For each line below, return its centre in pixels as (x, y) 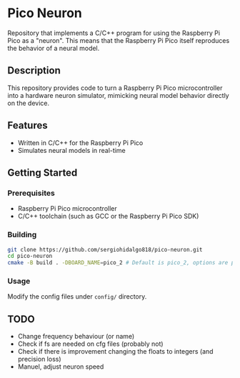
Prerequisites (31, 193)
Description (34, 70)
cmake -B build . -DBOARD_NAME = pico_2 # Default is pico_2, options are (118, 263)
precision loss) (40, 359)
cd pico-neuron (30, 256)
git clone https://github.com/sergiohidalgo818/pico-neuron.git (105, 249)
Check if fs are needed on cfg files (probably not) (90, 344)
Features (27, 125)
